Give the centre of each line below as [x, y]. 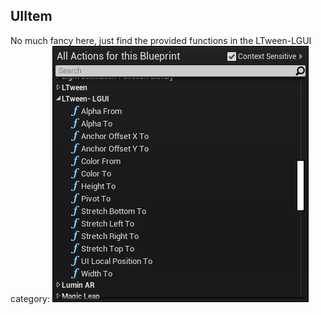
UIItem [31, 16]
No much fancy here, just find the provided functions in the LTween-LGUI [161, 40]
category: [30, 298]
